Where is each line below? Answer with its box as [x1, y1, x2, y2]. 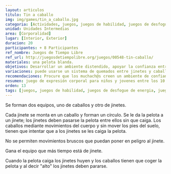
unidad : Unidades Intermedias [5, 26, 70, 32]
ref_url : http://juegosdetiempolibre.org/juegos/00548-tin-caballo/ [5, 54, 154, 60]
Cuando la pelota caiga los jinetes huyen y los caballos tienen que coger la [5, 157, 162, 163]
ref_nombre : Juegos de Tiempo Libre [5, 50, 83, 55]
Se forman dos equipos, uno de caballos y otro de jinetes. [5, 102, 126, 108]
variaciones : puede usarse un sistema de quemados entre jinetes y [5, 69, 152, 74]
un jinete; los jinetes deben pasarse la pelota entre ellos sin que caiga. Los [5, 117, 161, 123]
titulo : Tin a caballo [5, 12, 53, 17]
